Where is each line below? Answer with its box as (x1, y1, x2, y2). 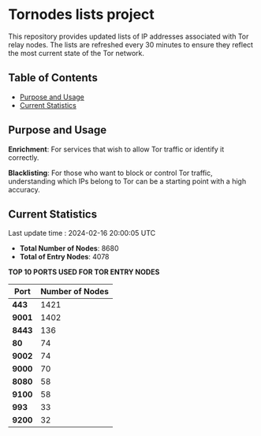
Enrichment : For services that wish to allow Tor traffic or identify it (8, 144, 225, 154)
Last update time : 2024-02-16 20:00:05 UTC (8, 229, 156, 238)
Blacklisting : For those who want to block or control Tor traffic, (8, 168, 213, 177)
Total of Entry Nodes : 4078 (19, 252, 110, 262)
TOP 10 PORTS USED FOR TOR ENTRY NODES (8, 267, 160, 277)
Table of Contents (8, 71, 99, 84)
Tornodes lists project (8, 6, 155, 24)
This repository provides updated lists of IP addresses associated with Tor (8, 32, 249, 41)
